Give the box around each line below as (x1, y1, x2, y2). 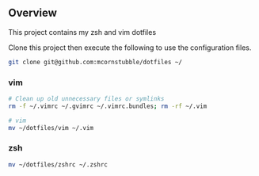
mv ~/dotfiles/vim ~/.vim (8, 124, 93, 132)
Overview (8, 6, 58, 20)
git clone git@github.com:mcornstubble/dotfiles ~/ (8, 58, 182, 66)
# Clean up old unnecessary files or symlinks (8, 94, 165, 102)
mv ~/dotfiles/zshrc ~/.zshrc (8, 160, 109, 169)
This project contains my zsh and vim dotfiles (8, 27, 157, 36)
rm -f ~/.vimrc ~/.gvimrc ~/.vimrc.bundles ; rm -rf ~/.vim (8, 102, 208, 110)
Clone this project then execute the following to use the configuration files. (8, 43, 252, 52)
